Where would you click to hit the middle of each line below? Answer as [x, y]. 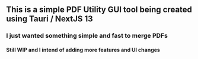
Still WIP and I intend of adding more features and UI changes [83, 50]
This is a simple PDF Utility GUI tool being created [99, 10]
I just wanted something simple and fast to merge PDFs [87, 36]
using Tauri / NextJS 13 [49, 19]
